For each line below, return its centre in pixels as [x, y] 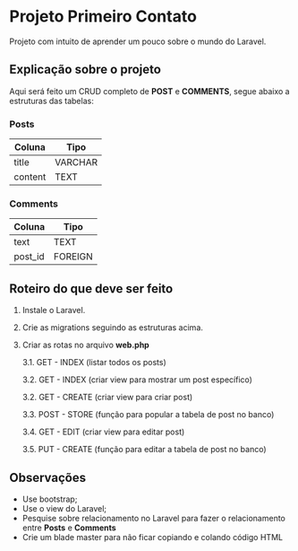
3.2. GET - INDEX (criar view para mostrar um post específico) [137, 380]
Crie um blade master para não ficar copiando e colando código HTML [153, 537]
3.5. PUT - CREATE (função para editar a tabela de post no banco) [144, 450]
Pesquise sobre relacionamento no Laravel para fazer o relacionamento [154, 518]
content [30, 177]
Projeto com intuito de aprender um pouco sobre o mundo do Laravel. [138, 41]
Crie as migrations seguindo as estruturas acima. [113, 328]
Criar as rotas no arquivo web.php [85, 345]
